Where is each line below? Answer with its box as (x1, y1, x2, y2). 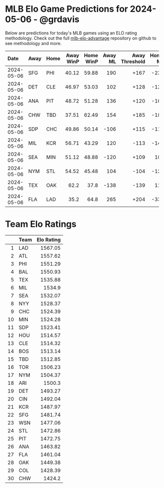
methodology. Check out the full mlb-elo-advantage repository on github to (5, 35, 157, 41)
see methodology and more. (5, 40, 62, 46)
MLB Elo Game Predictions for (5, 3, 128, 15)
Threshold (121, 58, 145, 65)
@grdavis (39, 14, 80, 25)
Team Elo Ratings (5, 219, 77, 230)
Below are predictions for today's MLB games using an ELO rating (5, 30, 138, 36)
